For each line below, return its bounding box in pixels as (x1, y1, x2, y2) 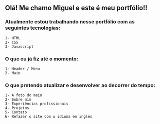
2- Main (5, 71, 21, 75)
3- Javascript (5, 44, 34, 49)
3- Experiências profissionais (5, 102, 69, 106)
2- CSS (5, 40, 18, 45)
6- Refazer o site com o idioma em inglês (5, 114, 92, 119)
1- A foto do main (5, 93, 42, 98)
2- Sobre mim (5, 97, 32, 102)
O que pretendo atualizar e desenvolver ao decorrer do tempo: (5, 82, 156, 89)
